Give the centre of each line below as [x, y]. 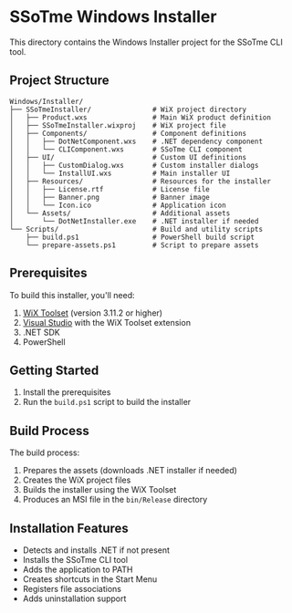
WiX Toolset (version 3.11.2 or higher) [92, 313]
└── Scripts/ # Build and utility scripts [136, 229]
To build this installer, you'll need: [72, 295]
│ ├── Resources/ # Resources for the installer [141, 181]
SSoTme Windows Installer [113, 17]
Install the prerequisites [67, 392]
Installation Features [69, 528]
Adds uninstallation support [74, 598]
